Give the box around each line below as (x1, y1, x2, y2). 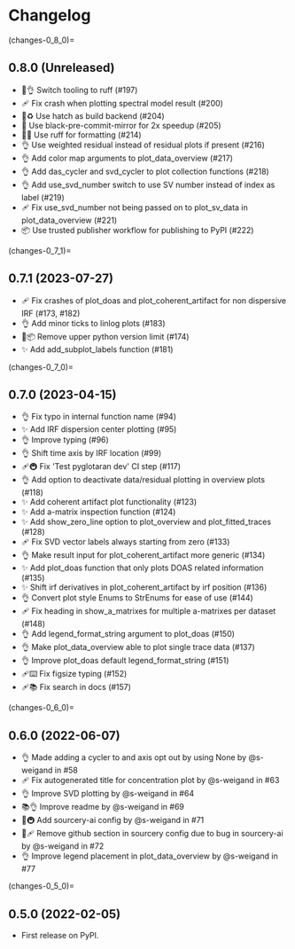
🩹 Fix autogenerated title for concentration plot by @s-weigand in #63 (20, 775, 280, 786)
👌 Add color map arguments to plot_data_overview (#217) (20, 153, 234, 163)
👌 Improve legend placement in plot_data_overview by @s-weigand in (20, 851, 278, 861)
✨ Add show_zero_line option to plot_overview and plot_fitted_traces (20, 516, 272, 528)
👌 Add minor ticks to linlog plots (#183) (20, 318, 166, 328)
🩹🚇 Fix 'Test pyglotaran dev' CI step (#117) (20, 461, 181, 472)
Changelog (8, 5, 91, 26)
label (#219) (20, 192, 66, 202)
